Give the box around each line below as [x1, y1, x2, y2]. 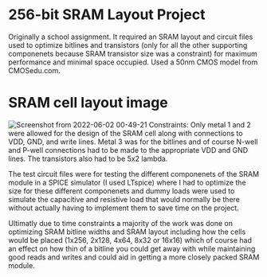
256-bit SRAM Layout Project [8, 6, 206, 24]
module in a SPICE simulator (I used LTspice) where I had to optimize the [8, 178, 246, 187]
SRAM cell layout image [8, 94, 169, 112]
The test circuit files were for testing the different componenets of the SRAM [8, 169, 260, 178]
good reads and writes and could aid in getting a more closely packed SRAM [8, 252, 260, 262]
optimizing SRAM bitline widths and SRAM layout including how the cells [8, 227, 246, 236]
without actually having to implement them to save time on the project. [8, 203, 239, 213]
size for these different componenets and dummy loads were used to [8, 185, 235, 196]
